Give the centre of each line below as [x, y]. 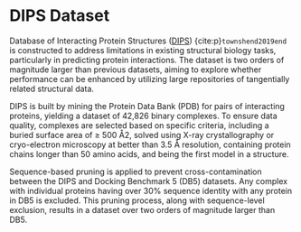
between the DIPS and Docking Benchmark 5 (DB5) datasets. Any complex [148, 181]
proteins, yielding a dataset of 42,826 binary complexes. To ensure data [143, 116]
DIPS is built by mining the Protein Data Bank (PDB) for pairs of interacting [147, 106]
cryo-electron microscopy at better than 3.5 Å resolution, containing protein [150, 144]
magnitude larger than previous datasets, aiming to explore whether [136, 70]
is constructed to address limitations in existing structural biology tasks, [143, 50]
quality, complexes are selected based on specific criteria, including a [139, 125]
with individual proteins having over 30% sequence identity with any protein [151, 190]
